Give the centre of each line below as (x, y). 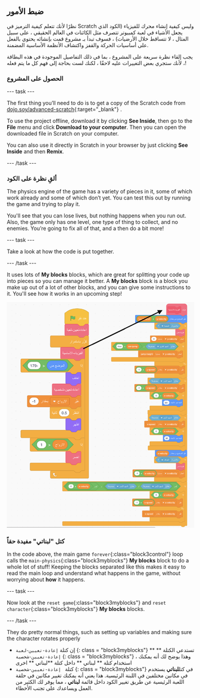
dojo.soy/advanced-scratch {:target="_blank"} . (65, 109)
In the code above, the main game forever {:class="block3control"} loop (95, 554)
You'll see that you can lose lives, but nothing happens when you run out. (96, 216)
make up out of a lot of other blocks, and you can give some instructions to (99, 287)
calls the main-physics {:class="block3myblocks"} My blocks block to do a (98, 561)
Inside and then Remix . (35, 152)
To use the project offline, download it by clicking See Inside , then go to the (100, 121)
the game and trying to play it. (43, 204)
